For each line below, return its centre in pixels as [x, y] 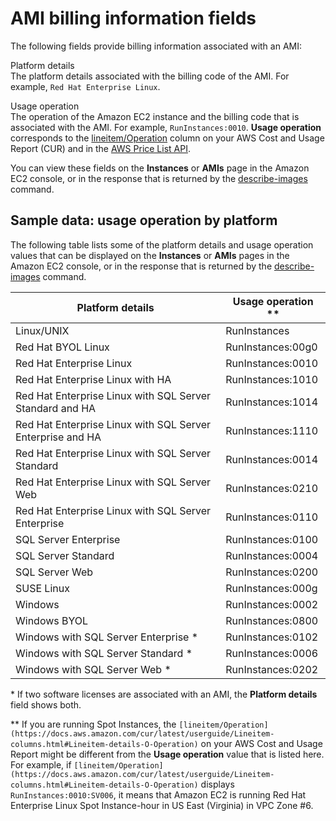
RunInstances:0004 [272, 555]
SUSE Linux [42, 588]
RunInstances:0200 [272, 572]
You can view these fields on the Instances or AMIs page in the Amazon [160, 168]
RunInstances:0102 [272, 637]
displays [217, 784]
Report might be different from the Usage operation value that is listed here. [167, 754]
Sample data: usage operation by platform [144, 220]
